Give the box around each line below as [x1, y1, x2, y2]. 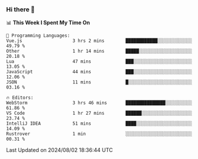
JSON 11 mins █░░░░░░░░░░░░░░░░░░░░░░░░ [6, 79, 193, 85]
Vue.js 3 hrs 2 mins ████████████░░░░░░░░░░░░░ [6, 38, 193, 44]
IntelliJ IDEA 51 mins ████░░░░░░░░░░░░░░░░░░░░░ [6, 121, 193, 126]
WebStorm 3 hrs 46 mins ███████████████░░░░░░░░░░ [6, 100, 193, 106]
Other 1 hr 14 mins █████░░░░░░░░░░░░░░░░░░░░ [6, 48, 193, 54]
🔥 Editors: [6, 95, 34, 101]
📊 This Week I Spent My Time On [6, 19, 90, 26]
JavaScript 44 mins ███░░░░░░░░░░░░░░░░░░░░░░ [6, 69, 193, 75]
